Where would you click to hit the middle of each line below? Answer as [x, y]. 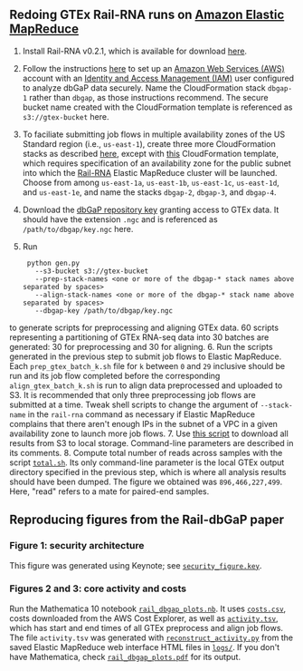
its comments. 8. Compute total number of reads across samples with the [146, 452]
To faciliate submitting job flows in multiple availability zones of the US [154, 134]
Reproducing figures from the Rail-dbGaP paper [147, 520]
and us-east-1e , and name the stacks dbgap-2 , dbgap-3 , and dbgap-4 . [150, 192]
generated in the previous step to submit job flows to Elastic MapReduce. [146, 356]
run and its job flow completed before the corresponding [115, 375]
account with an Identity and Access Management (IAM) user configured [158, 78]
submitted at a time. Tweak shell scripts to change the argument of [134, 404]
